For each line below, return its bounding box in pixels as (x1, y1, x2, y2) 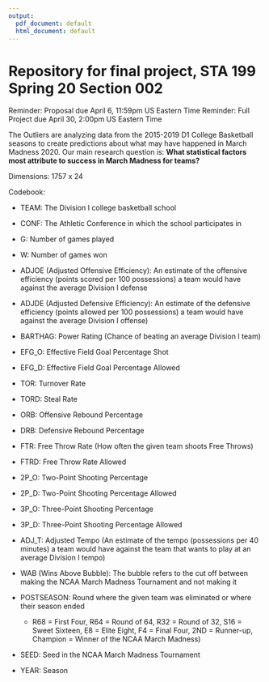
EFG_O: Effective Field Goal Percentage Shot (19, 347, 169, 357)
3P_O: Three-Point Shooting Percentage (19, 504, 154, 514)
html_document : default (15, 27, 95, 35)
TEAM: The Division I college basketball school (19, 203, 177, 213)
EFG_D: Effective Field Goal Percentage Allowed (19, 363, 180, 373)
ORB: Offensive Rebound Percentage (19, 410, 144, 420)
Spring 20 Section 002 (8, 79, 163, 97)
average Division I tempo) (19, 552, 106, 563)
